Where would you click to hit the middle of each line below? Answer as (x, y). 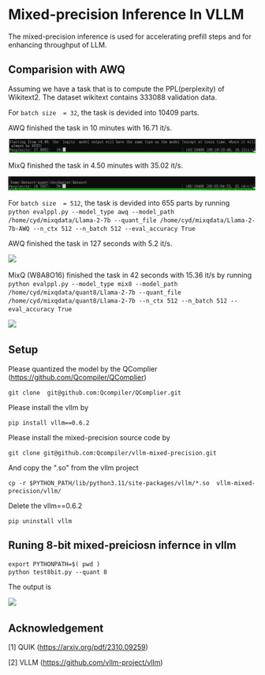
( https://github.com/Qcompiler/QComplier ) (78, 377)
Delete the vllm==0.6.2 (45, 505)
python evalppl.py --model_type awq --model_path (91, 212)
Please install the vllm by (49, 407)
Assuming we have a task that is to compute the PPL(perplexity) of (116, 89)
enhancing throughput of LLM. (58, 44)
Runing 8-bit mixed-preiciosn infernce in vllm (122, 546)
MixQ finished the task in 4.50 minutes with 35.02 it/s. (96, 165)
